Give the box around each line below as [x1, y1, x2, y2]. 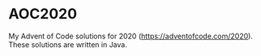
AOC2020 [8, 5, 78, 23]
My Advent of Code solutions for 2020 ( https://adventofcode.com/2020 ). [8, 31, 254, 41]
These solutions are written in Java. [8, 39, 127, 49]
